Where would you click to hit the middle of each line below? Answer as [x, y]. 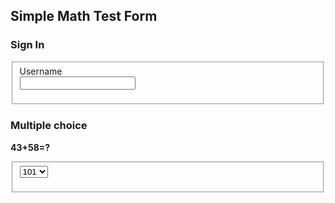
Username [41, 71]
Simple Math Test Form [84, 16]
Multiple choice [49, 126]
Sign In [27, 45]
